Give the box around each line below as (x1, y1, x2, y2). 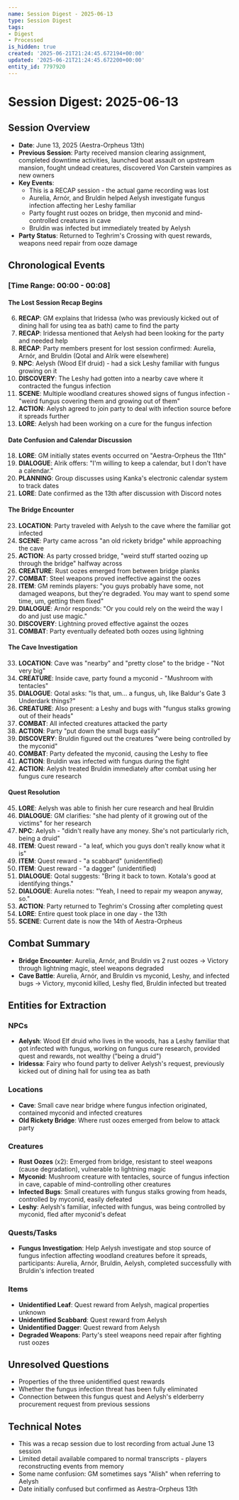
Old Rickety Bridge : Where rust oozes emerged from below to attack (18, 1115, 221, 1125)
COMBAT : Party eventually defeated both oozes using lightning (18, 627, 204, 635)
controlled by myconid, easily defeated (18, 1195, 133, 1203)
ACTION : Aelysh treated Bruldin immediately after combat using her (18, 764, 217, 773)
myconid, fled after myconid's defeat (18, 1211, 126, 1219)
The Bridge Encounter (8, 505, 74, 514)
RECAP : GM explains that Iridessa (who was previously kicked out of (18, 314, 219, 323)
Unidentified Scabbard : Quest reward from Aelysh (18, 1316, 167, 1324)
